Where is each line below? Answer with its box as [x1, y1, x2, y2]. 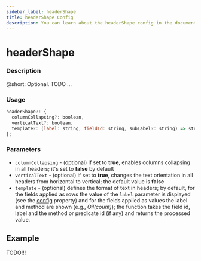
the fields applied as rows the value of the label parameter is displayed [14, 191, 191, 198]
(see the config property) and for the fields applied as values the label [14, 196, 188, 204]
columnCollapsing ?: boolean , [11, 115, 84, 121]
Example [6, 234, 39, 244]
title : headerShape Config [6, 14, 74, 20]
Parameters [6, 145, 41, 153]
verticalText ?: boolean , [11, 120, 74, 126]
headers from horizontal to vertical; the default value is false [14, 177, 165, 185]
